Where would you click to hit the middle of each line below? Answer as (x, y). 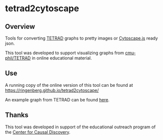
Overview (20, 27)
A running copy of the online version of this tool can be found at (69, 85)
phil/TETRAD (18, 58)
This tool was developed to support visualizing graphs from (64, 53)
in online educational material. (62, 58)
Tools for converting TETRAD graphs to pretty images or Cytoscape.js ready (81, 38)
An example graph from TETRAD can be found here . (57, 100)
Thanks (17, 115)
